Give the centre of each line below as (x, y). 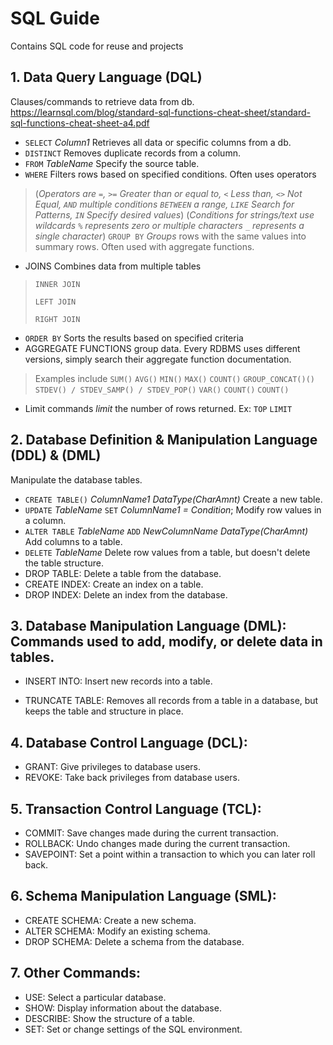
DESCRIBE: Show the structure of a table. (110, 1018)
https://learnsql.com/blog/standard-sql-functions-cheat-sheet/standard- (161, 112)
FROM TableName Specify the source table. (112, 163)
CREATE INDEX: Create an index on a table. (114, 584)
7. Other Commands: (75, 973)
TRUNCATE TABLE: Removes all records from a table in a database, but (171, 701)
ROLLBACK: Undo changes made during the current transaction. (157, 843)
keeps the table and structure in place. (104, 711)
